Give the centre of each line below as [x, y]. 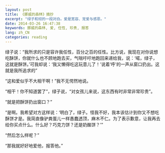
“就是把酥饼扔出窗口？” [29, 102]
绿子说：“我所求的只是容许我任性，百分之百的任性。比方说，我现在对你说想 [82, 52]
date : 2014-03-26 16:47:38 [33, 23]
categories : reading [26, 38]
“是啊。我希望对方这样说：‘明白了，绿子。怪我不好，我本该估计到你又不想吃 [82, 112]
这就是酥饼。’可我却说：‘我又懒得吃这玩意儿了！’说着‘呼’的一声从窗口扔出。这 [82, 64]
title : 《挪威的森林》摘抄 [30, 14]
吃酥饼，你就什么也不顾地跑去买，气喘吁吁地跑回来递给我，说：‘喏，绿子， [81, 58]
